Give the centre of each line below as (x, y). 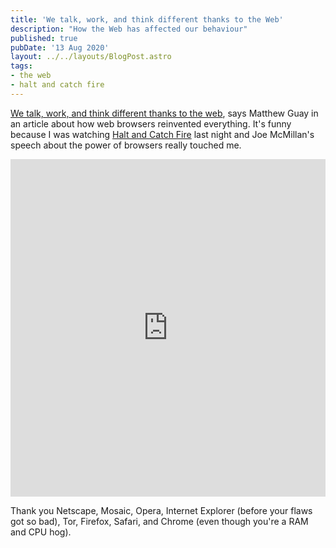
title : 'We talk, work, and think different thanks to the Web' (147, 19)
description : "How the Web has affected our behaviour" (129, 29)
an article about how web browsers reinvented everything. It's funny (151, 123)
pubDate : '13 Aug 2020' (60, 47)
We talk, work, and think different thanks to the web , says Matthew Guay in (164, 113)
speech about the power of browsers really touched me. (126, 145)
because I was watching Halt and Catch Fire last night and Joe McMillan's (162, 134)
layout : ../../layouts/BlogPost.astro (91, 57)
